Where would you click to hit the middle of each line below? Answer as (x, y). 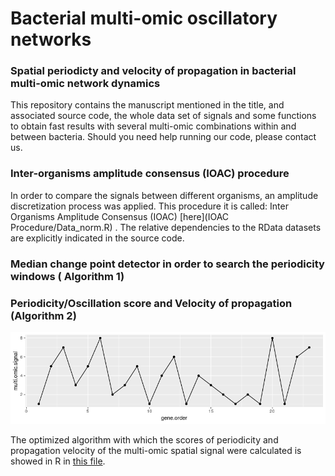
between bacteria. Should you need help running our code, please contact (163, 137)
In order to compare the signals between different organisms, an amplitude (164, 195)
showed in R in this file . (58, 461)
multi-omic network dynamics (85, 84)
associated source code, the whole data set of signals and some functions (163, 116)
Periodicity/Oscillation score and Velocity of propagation (151, 303)
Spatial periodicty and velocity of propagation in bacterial (153, 71)
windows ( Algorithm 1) (67, 276)
